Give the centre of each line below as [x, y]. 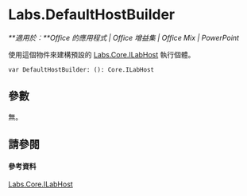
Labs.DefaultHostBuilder [92, 15]
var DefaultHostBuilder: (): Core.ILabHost [81, 69]
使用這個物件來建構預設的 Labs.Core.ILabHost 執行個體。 [102, 54]
